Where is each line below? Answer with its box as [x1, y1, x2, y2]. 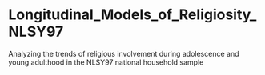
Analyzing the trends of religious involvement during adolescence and [8, 49, 239, 58]
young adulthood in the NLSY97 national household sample [8, 57, 204, 67]
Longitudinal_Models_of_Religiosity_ [8, 6, 257, 24]
